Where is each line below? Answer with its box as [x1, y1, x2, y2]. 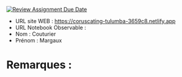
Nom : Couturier [15, 30, 56, 38]
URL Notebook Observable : [15, 24, 86, 31]
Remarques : [6, 58, 72, 72]
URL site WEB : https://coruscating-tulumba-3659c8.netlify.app [15, 18, 176, 24]
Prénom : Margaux [15, 37, 63, 44]
